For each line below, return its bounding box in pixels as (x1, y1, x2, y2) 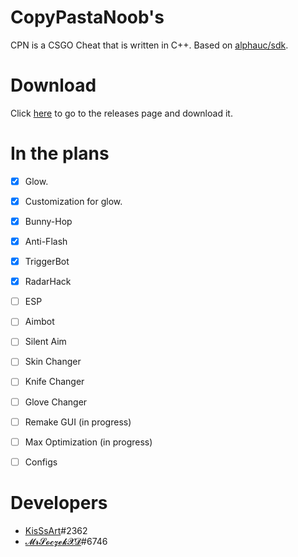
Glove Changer (24, 396, 88, 408)
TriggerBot (24, 256, 70, 268)
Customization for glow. (24, 195, 123, 207)
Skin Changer (24, 356, 82, 368)
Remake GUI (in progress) (24, 416, 132, 428)
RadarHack (24, 276, 72, 288)
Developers (10, 491, 108, 514)
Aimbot (24, 316, 55, 328)
